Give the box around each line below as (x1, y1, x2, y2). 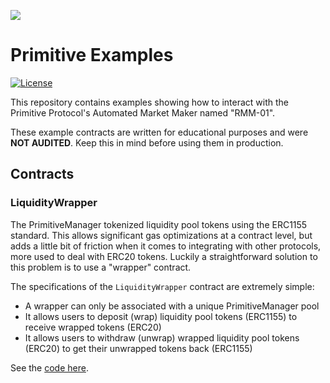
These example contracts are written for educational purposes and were (10, 126, 309, 138)
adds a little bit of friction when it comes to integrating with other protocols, (10, 240, 322, 252)
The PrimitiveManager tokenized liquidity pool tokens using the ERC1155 (10, 218, 308, 230)
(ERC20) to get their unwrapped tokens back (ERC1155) (24, 342, 253, 354)
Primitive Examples (10, 44, 174, 67)
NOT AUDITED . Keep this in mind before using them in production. (10, 136, 284, 149)
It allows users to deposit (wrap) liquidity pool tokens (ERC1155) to (24, 310, 298, 322)
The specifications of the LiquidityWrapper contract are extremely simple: (10, 280, 315, 292)
